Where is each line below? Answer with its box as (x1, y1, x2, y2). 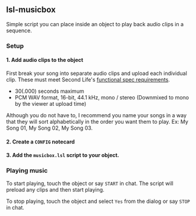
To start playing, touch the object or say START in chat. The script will (6, 180, 174, 187)
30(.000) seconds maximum (14, 87, 84, 95)
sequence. (6, 27, 33, 34)
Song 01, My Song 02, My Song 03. (6, 124, 93, 132)
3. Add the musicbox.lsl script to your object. (6, 152, 120, 159)
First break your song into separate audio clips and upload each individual (6, 70, 187, 77)
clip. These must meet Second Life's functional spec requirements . (6, 76, 170, 83)
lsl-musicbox (6, 5, 56, 15)
